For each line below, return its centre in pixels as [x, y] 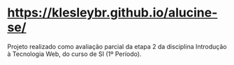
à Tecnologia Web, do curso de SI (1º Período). [74, 54]
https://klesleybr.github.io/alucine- [112, 13]
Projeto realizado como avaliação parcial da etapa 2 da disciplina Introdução [117, 46]
